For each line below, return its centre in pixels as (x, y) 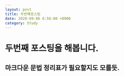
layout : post (18, 9)
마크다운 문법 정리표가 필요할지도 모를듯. (62, 68)
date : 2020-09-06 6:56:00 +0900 (38, 18)
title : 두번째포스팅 (23, 14)
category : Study (21, 23)
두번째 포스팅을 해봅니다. (52, 48)
